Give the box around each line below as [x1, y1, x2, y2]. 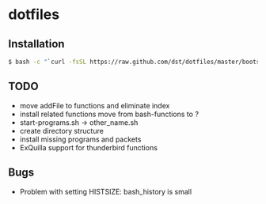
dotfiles [8, 6, 60, 24]
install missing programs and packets [19, 134, 142, 144]
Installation [8, 37, 65, 51]
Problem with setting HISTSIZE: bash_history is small [19, 187, 192, 196]
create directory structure [19, 126, 104, 135]
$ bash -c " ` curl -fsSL [8, 58, 87, 66]
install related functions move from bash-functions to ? [19, 109, 199, 119]
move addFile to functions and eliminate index [19, 100, 170, 110]
